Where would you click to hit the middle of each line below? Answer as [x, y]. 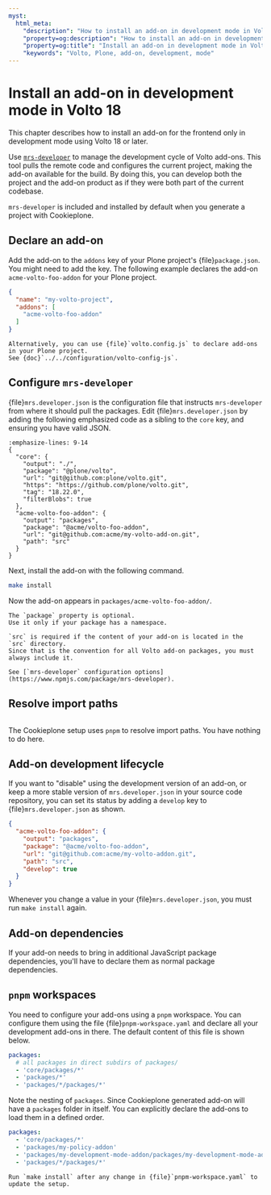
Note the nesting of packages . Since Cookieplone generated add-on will [127, 1101]
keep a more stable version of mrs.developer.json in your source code [125, 792]
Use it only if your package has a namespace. [88, 622]
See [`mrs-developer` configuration [70, 672]
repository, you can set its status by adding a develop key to [108, 801]
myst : [17, 16]
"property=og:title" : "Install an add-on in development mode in [135, 46]
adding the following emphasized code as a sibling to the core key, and [126, 419]
